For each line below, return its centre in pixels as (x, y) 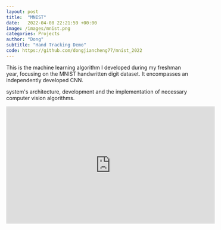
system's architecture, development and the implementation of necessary (97, 91)
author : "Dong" (25, 39)
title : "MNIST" (26, 17)
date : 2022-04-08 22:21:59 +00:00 (52, 23)
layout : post (22, 12)
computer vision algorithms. (41, 98)
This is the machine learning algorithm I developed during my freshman (94, 67)
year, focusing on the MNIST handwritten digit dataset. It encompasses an (97, 74)
